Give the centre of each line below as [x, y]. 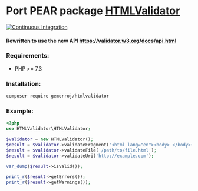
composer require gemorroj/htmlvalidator [58, 96]
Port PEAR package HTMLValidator [93, 11]
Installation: [24, 83]
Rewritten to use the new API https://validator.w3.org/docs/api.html [91, 41]
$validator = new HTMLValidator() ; [50, 139]
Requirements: [28, 56]
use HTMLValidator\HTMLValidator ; [49, 129]
